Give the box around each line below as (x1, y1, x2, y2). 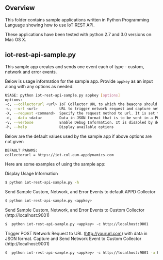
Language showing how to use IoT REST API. (5, 22, 95, 28)
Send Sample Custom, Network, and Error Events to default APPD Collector (5, 189, 156, 195)
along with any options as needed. (5, 83, 74, 89)
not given (5, 138, 24, 144)
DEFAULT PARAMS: (5, 148, 38, 153)
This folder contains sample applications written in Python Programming (5, 17, 149, 22)
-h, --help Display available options (5, 124, 114, 130)
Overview (5, 4, 35, 12)
